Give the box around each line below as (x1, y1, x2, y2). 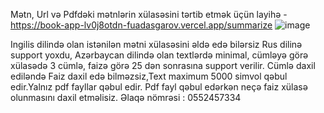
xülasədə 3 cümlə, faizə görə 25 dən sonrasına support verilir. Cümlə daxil (10, 60, 316, 71)
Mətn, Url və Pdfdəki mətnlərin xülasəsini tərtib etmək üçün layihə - (10, 9, 288, 20)
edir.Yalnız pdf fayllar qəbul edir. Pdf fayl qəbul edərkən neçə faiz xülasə (10, 81, 308, 93)
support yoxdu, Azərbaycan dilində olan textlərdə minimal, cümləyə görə (10, 49, 309, 61)
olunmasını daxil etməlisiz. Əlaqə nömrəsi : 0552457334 (10, 92, 242, 103)
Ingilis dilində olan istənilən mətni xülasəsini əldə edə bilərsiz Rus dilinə (10, 39, 303, 50)
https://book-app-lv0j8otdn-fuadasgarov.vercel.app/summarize (10, 19, 273, 31)
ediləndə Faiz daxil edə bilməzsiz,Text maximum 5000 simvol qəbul (10, 70, 288, 82)
